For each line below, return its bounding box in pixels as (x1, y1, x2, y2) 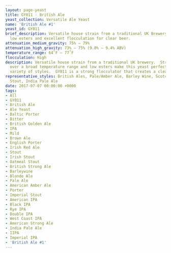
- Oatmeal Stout (5, 159, 40, 164)
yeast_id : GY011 (5, 27, 40, 32)
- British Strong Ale (5, 164, 51, 169)
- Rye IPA (5, 207, 26, 212)
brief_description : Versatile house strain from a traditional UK (5, 31, 149, 36)
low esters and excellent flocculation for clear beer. (10, 36, 131, 41)
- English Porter (5, 140, 42, 145)
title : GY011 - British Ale (5, 12, 65, 17)
